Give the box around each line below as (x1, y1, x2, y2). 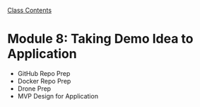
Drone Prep (17, 84, 52, 93)
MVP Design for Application (17, 91, 99, 100)
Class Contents (7, 6, 52, 14)
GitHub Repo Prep (17, 69, 71, 77)
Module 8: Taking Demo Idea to (7, 31, 194, 47)
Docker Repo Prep (17, 77, 71, 85)
